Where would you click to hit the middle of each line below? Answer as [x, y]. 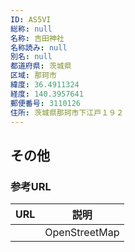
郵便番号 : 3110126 [46, 103]
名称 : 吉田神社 [37, 38]
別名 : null [31, 57]
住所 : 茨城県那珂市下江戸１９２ [67, 112]
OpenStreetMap [82, 233]
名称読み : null [39, 47]
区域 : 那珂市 [33, 76]
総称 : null [31, 29]
